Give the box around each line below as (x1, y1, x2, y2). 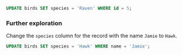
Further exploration (6, 19, 63, 27)
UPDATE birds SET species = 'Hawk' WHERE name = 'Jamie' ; (6, 43, 150, 49)
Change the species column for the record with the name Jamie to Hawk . (6, 32, 177, 39)
